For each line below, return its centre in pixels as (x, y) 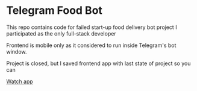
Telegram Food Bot (54, 11)
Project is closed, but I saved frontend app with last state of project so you (98, 63)
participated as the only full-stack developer (61, 33)
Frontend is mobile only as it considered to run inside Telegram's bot (91, 45)
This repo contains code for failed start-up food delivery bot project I (92, 27)
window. (17, 51)
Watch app (20, 81)
